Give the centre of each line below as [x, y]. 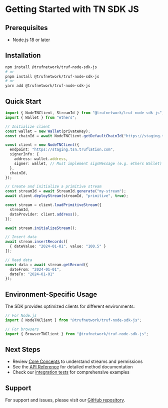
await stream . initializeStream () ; [41, 228]
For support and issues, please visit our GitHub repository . [65, 400]
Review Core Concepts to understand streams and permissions [77, 361]
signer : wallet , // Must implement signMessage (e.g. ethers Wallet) [88, 163]
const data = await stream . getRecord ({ [47, 265]
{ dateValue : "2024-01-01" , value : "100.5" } [58, 247]
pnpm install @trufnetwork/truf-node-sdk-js [52, 76]
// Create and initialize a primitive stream [53, 186]
